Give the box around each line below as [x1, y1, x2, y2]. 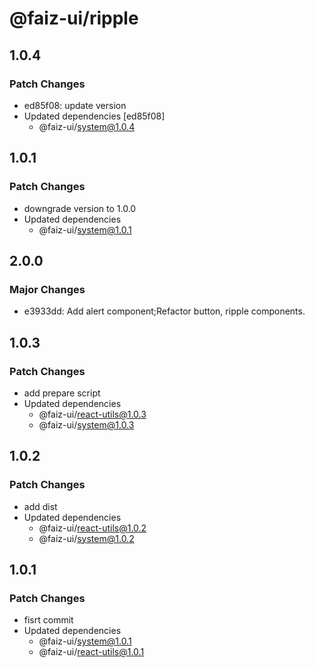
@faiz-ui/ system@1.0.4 [38, 120, 136, 132]
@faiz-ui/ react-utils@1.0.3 [38, 408, 147, 420]
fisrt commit [23, 614, 74, 626]
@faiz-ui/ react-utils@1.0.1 [38, 646, 145, 658]
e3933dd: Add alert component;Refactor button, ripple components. [23, 305, 306, 317]
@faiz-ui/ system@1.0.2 [38, 532, 135, 544]
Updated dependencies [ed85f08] [23, 110, 166, 122]
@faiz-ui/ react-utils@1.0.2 [38, 522, 147, 534]
